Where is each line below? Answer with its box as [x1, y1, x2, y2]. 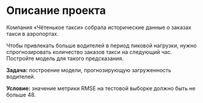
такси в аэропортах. [6, 30, 59, 37]
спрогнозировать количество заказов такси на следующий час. [6, 48, 173, 55]
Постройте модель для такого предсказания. [6, 55, 124, 62]
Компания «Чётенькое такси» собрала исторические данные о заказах [6, 24, 192, 31]
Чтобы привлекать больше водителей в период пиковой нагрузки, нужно [6, 42, 197, 49]
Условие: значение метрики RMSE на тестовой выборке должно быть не [6, 84, 196, 91]
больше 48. [6, 91, 36, 98]
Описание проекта [6, 4, 106, 18]
